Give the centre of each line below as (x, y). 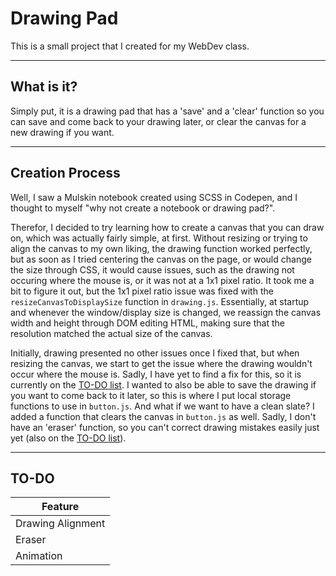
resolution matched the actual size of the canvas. (111, 333)
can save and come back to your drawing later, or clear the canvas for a (158, 121)
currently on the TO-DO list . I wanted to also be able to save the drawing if (163, 384)
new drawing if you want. (62, 132)
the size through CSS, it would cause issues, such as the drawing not (152, 269)
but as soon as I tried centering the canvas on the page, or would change (161, 259)
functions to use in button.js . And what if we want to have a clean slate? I (162, 406)
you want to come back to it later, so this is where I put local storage (151, 395)
